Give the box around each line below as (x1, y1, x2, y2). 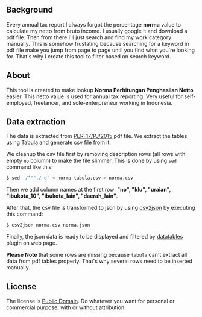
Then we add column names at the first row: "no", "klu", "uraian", (6, 186, 171, 193)
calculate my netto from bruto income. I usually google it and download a (6, 27, 188, 34)
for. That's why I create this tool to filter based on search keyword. (6, 52, 171, 60)
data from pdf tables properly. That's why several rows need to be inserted (6, 257, 193, 265)
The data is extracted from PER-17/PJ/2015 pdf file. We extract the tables (6, 133, 188, 140)
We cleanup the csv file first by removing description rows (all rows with (6, 151, 186, 158)
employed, (6, 99, 33, 106)
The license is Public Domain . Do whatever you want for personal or (6, 298, 175, 304)
